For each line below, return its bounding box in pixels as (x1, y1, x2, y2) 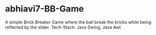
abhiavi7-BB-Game (5, 3, 84, 14)
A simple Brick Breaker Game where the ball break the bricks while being (5, 19, 152, 25)
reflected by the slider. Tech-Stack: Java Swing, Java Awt (5, 24, 121, 30)
